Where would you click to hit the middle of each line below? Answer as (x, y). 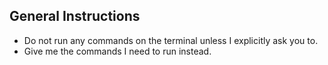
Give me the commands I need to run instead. (117, 51)
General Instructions (75, 16)
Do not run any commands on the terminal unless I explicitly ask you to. (171, 40)
